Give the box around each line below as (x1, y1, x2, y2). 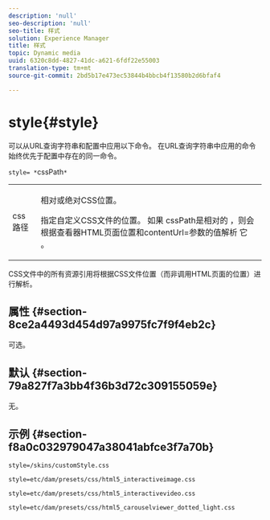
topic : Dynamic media (8, 49, 81, 57)
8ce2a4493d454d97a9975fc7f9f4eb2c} (8, 317, 216, 331)
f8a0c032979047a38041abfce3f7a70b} (8, 440, 215, 454)
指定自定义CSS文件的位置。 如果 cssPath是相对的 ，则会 (40, 215, 255, 226)
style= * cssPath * (8, 166, 67, 177)
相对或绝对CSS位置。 (40, 194, 122, 206)
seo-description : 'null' (8, 19, 92, 27)
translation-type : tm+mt (8, 64, 92, 72)
